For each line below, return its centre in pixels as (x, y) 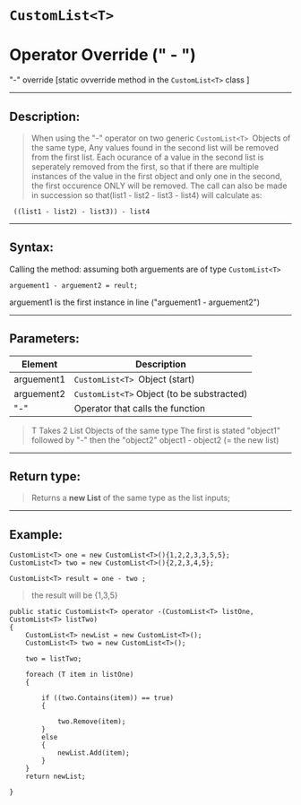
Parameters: (44, 339)
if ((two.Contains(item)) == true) (108, 698)
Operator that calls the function (140, 408)
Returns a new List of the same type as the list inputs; (131, 498)
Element (40, 364)
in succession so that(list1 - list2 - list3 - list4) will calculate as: (146, 195)
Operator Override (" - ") (103, 55)
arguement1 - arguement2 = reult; (74, 285)
